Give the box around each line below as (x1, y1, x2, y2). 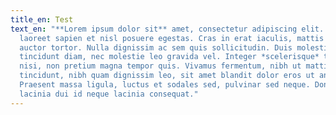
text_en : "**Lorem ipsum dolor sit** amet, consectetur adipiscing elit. (10, 24, 325, 34)
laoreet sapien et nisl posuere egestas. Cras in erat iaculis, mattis (19, 33, 325, 43)
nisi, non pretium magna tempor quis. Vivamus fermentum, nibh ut (19, 61, 302, 71)
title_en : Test (10, 14, 74, 25)
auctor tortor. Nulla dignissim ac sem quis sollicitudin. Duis (19, 42, 293, 53)
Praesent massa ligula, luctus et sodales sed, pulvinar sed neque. (19, 80, 311, 90)
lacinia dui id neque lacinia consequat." (19, 89, 199, 99)
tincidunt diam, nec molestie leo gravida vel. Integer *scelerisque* (19, 52, 320, 62)
